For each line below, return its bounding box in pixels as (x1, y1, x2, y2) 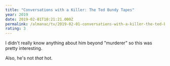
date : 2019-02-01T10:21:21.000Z (5, 17, 73, 22)
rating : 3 (5, 26, 26, 31)
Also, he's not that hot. (5, 55, 53, 61)
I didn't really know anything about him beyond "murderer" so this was (5, 40, 153, 46)
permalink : (5, 21, 28, 27)
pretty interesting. (5, 45, 42, 51)
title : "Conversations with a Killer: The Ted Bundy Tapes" (5, 7, 135, 13)
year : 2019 (5, 12, 28, 17)
